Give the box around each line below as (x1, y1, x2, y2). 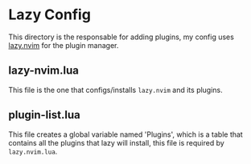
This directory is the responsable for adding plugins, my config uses (8, 32, 235, 42)
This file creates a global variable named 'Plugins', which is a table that (8, 130, 243, 139)
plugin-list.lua (8, 108, 80, 122)
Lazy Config (8, 6, 91, 24)
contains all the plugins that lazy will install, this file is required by (8, 138, 225, 147)
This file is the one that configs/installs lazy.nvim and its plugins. (8, 85, 223, 94)
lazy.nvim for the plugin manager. (8, 40, 119, 50)
